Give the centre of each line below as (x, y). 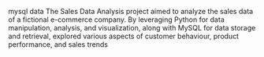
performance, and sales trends (58, 45)
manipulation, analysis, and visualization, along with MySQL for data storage (132, 28)
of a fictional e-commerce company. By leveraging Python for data (116, 20)
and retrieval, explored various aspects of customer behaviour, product (123, 36)
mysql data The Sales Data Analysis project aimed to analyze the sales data (131, 11)
